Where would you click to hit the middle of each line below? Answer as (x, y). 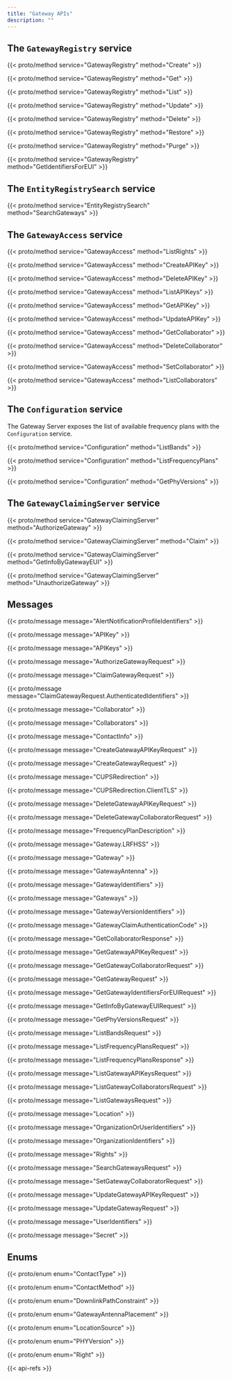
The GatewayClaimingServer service (84, 503)
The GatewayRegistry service (70, 48)
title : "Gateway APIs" (40, 14)
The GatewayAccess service (65, 235)
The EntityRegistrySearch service (81, 189)
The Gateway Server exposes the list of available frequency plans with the (114, 426)
